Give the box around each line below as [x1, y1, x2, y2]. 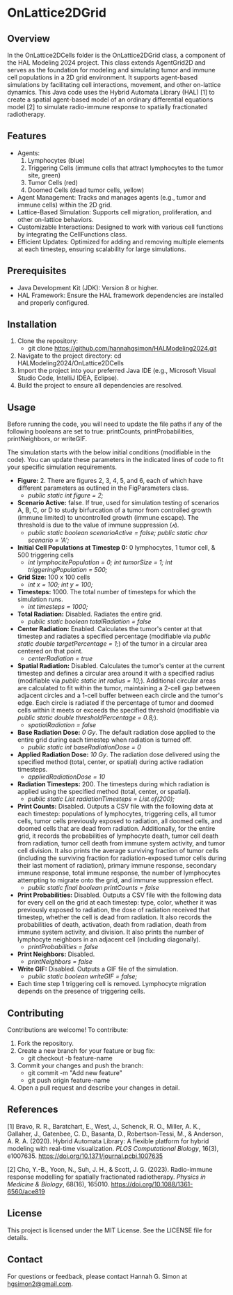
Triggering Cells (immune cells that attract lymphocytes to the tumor [27, 164, 224, 172]
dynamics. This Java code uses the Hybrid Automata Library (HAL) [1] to [7, 88, 215, 96]
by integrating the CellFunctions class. [17, 230, 127, 238]
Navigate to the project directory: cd [17, 351, 122, 360]
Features [7, 130, 47, 142]
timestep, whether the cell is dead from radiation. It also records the [17, 913, 212, 921]
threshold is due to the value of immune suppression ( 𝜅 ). [17, 521, 179, 530]
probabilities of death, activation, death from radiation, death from [17, 921, 207, 929]
